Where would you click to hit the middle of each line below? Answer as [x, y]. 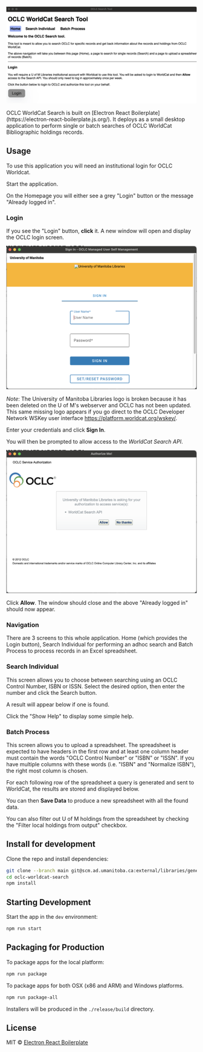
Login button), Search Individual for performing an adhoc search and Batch [100, 645]
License [21, 1028]
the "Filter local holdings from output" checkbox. [67, 825]
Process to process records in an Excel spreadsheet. [72, 651]
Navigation [23, 625]
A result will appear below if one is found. [58, 704]
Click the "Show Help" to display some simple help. [70, 716]
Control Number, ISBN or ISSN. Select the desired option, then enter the [96, 686]
